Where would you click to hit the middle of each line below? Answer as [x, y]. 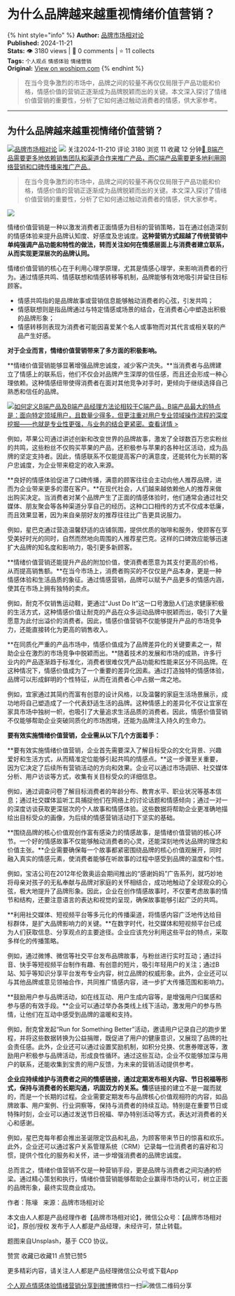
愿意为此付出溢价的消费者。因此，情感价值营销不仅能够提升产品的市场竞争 [114, 621]
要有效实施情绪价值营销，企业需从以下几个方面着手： [84, 735]
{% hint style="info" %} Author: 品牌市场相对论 [76, 35]
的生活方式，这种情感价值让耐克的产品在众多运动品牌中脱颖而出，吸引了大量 [117, 612]
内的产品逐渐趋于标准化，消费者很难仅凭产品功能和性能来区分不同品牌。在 [120, 661]
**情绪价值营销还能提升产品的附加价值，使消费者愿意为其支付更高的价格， [115, 562]
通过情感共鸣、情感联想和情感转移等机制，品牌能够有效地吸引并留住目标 [123, 276]
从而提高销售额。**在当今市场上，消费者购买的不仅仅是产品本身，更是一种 [115, 570]
